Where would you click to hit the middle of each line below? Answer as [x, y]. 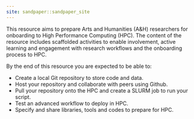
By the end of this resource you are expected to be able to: [79, 66]
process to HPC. [26, 54]
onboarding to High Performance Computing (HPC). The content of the [94, 35]
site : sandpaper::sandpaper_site [48, 12]
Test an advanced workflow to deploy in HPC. [71, 103]
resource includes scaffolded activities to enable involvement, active [91, 41]
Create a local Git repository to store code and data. [79, 78]
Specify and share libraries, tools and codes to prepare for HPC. [94, 109]
